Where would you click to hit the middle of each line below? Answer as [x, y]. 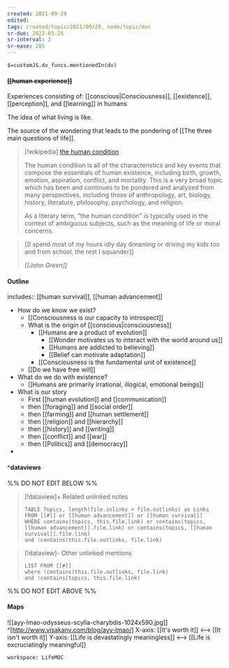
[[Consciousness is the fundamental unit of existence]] [117, 362]
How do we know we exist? [57, 310]
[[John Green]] [46, 266]
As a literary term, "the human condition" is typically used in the [116, 216]
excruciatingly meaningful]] [47, 644]
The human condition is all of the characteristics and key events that [123, 166]
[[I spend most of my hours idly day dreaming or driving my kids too [122, 245]
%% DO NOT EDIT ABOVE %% [52, 590]
